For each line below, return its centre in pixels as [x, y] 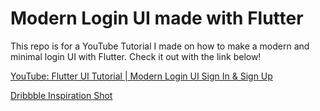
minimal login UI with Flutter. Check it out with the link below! [136, 56]
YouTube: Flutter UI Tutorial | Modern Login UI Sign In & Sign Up [141, 76]
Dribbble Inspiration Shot [61, 95]
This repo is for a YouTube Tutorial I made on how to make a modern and [160, 46]
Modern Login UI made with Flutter [157, 18]
